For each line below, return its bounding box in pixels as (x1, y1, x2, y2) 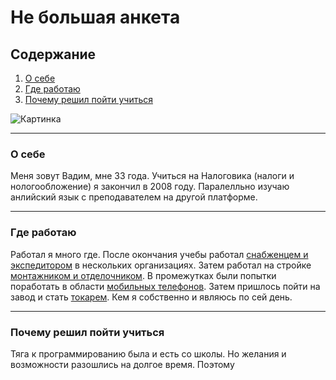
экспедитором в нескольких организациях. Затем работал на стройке (10, 259, 312, 271)
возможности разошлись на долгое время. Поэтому (10, 358, 235, 370)
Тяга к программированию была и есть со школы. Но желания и (10, 347, 287, 360)
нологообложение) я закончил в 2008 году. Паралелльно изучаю (10, 181, 290, 193)
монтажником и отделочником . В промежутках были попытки (10, 269, 277, 281)
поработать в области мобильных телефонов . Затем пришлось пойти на (10, 280, 321, 292)
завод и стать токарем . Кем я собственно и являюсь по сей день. (10, 291, 293, 303)
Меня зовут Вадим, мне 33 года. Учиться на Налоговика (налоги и (10, 170, 295, 182)
